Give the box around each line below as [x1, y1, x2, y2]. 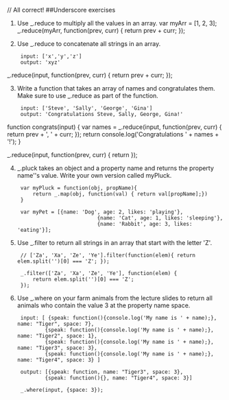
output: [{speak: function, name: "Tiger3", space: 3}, [20, 368, 184, 375]
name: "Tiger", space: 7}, [16, 320, 95, 327]
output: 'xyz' [20, 59, 61, 66]
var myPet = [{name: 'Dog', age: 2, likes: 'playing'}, [20, 209, 184, 215]
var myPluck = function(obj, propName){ [20, 185, 138, 191]
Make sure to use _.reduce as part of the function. [16, 92, 159, 99]
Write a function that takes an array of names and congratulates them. [16, 84, 216, 92]
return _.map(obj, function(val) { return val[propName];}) [32, 191, 208, 198]
